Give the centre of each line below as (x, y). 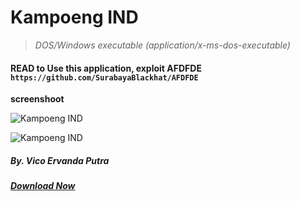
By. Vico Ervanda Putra (60, 160)
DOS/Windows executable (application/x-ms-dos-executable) (162, 45)
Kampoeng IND (74, 17)
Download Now (43, 186)
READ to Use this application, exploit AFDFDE (106, 68)
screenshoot (37, 99)
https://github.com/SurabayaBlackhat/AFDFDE (104, 77)
